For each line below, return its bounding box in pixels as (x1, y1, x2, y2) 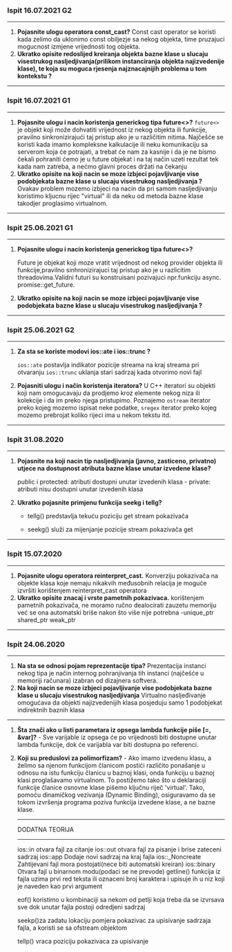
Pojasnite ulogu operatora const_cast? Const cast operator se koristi (17, 28, 216, 36)
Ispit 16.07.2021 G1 (7, 96, 71, 105)
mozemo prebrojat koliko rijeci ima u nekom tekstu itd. (17, 411, 171, 419)
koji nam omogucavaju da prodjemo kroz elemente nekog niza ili (17, 389, 200, 397)
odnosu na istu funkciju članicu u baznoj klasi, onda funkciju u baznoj (17, 768, 215, 777)
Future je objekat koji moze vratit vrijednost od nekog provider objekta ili (17, 258, 223, 267)
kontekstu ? (17, 72, 52, 80)
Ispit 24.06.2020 (7, 640, 66, 649)
